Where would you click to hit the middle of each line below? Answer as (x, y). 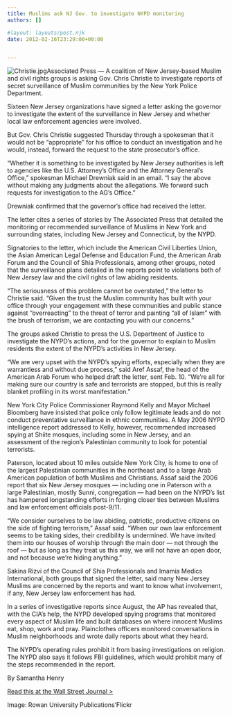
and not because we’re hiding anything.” (65, 558)
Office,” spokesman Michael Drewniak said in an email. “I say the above (109, 178)
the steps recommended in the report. (61, 665)
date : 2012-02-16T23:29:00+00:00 (55, 39)
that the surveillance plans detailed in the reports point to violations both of (114, 270)
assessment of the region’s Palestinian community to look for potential (107, 442)
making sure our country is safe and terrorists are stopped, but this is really (115, 384)
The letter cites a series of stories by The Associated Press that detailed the (115, 220)
